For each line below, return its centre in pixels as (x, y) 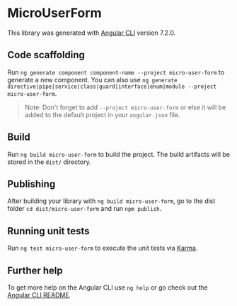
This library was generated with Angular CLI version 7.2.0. (91, 33)
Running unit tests (48, 231)
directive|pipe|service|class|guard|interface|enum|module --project (112, 87)
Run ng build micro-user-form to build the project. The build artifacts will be (119, 154)
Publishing (31, 184)
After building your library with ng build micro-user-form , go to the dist (111, 201)
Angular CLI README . (39, 295)
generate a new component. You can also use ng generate (92, 80)
